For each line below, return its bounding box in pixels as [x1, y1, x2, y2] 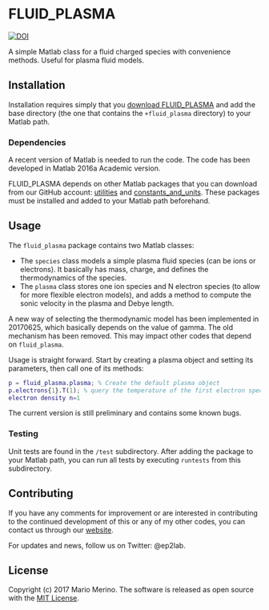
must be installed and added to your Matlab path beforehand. [8, 196, 211, 206]
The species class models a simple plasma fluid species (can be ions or [19, 255, 256, 265]
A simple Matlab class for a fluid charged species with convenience [8, 46, 231, 56]
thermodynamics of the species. [19, 273, 127, 283]
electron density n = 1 [8, 394, 81, 402]
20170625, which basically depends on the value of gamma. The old [8, 322, 234, 332]
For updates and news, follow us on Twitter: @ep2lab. [8, 540, 186, 550]
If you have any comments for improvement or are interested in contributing [8, 508, 259, 517]
